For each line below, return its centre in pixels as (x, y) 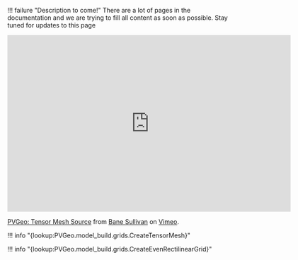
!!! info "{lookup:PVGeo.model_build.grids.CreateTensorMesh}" (99, 235)
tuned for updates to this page (52, 25)
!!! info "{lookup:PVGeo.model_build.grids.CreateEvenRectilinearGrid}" (110, 249)
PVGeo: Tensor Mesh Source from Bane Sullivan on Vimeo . (93, 221)
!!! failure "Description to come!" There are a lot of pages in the (99, 10)
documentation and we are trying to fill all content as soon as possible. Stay (118, 18)
